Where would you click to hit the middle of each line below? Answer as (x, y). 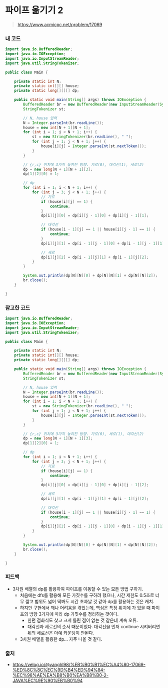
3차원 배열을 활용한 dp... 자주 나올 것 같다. (61, 639)
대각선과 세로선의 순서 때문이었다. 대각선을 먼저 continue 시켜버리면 (94, 626)
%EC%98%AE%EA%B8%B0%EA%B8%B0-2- (60, 675)
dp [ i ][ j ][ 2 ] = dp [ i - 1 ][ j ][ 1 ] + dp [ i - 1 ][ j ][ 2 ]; (95, 257)
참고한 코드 (18, 308)
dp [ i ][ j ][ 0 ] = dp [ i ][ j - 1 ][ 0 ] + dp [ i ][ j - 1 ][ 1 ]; (95, 216)
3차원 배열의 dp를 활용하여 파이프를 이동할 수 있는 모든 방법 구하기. (78, 589)
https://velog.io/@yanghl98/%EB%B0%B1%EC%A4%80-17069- (79, 665)
